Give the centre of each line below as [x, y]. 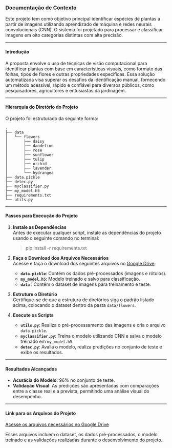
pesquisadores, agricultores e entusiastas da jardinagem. [66, 90]
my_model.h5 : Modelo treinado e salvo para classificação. [80, 279]
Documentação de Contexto [41, 8]
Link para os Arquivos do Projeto [41, 413]
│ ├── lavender [28, 168]
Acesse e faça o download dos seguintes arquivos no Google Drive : [84, 263]
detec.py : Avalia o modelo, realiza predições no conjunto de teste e [91, 347]
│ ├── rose [24, 150]
